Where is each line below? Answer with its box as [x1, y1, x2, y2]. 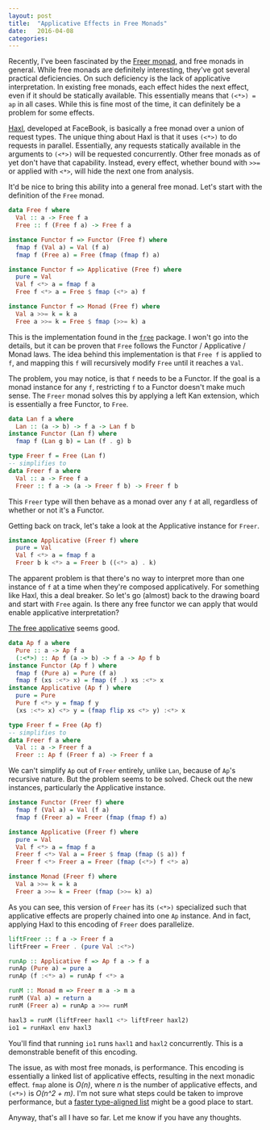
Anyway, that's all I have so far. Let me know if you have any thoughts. [8, 1112, 242, 1122]
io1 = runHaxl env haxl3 [8, 1023, 92, 1032]
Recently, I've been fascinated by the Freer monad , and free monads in [8, 56, 244, 66]
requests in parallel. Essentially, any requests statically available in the [8, 140, 241, 150]
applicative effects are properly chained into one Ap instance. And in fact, [8, 910, 251, 920]
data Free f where [8, 207, 70, 215]
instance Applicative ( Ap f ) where [8, 684, 131, 693]
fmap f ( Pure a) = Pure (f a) [15, 669, 117, 677]
